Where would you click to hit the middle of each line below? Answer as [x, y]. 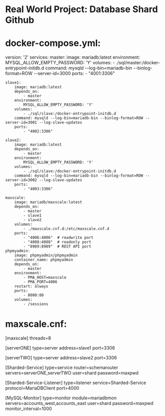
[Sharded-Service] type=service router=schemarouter [62, 367]
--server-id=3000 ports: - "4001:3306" [74, 73]
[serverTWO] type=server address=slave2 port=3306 [61, 358]
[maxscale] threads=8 [28, 338]
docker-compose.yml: [53, 43]
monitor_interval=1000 [29, 409]
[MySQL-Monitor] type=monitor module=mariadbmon [61, 398]
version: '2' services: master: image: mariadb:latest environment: [73, 57]
